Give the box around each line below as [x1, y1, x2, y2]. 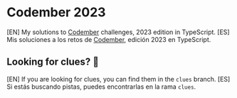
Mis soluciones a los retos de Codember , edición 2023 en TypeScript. [6, 35, 211, 43]
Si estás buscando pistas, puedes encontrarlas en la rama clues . [6, 82, 196, 91]
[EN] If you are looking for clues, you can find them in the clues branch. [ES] [6, 75, 231, 83]
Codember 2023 [6, 4, 106, 21]
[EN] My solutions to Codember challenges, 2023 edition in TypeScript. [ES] [6, 28, 230, 36]
